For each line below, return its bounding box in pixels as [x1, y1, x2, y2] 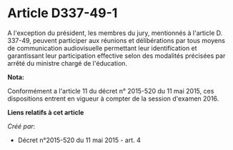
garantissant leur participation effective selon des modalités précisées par [7, 51, 226, 60]
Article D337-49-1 [7, 5, 118, 21]
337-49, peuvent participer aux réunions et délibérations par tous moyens [7, 36, 225, 44]
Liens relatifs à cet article [7, 108, 84, 116]
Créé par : [7, 121, 36, 130]
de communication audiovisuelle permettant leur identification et [7, 44, 198, 52]
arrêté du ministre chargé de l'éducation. [7, 59, 127, 67]
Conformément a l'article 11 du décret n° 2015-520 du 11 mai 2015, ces [7, 86, 214, 95]
